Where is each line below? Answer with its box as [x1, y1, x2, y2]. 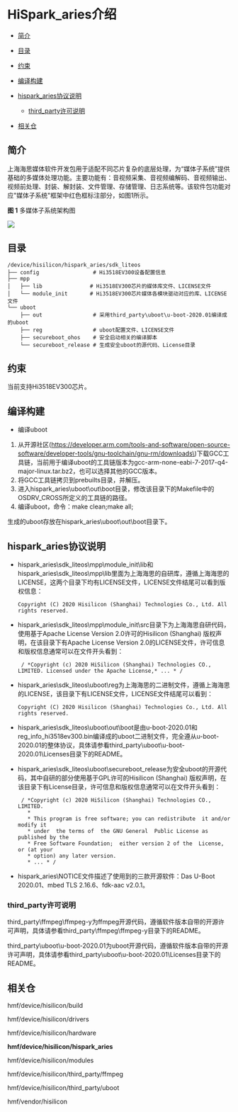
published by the [17, 834, 69, 841]
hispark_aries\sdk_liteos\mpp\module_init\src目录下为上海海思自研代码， [17, 620, 230, 629]
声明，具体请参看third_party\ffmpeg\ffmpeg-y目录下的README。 [13, 926, 205, 935]
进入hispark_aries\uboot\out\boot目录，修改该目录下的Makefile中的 [17, 484, 215, 493]
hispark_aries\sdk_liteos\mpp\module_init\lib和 [17, 560, 154, 569]
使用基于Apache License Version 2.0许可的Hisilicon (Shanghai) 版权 [17, 630, 216, 637]
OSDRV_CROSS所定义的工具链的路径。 [17, 494, 131, 502]
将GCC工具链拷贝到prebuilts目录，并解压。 [17, 476, 144, 484]
